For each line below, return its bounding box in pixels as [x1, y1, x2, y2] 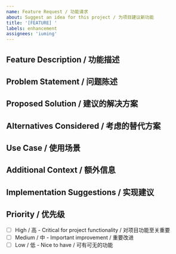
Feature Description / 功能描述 [6, 54, 120, 64]
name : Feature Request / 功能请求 [6, 8, 88, 15]
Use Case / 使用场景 [6, 143, 81, 153]
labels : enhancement [6, 25, 58, 32]
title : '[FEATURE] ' [6, 20, 58, 26]
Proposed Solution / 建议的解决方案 [6, 99, 138, 109]
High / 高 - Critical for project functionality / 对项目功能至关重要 [14, 226, 171, 233]
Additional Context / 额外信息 [6, 165, 116, 175]
